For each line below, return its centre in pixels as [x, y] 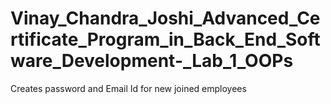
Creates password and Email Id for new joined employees [128, 88]
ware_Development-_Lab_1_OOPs [152, 61]
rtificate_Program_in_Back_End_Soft [165, 39]
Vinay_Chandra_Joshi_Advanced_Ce [165, 18]
